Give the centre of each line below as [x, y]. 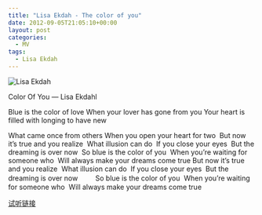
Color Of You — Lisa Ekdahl [53, 97]
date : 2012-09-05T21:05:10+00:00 [63, 23]
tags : [17, 52]
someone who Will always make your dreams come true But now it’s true [126, 160]
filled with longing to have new [58, 120]
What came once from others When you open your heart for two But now [127, 135]
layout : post [29, 30]
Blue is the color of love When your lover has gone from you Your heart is [127, 111]
